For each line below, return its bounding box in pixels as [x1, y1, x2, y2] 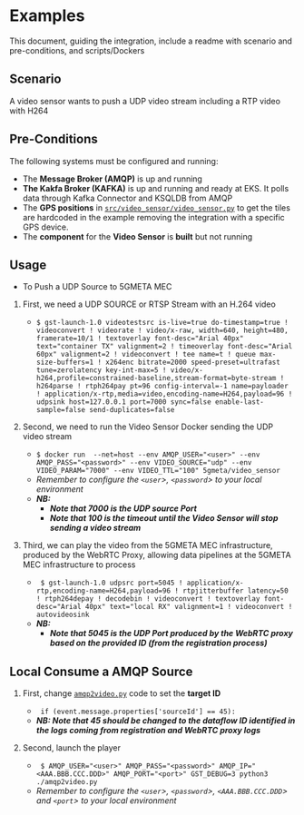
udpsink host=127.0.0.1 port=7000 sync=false [35, 398, 211, 407]
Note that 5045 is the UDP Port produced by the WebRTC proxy [49, 628, 293, 639]
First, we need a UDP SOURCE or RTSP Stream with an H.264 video [22, 299, 277, 309]
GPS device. [22, 221, 70, 232]
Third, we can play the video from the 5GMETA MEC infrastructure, [22, 540, 274, 551]
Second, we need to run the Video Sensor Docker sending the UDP [22, 421, 274, 432]
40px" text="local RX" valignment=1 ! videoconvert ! [84, 603, 293, 612]
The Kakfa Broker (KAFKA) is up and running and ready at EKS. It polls [22, 182, 289, 193]
